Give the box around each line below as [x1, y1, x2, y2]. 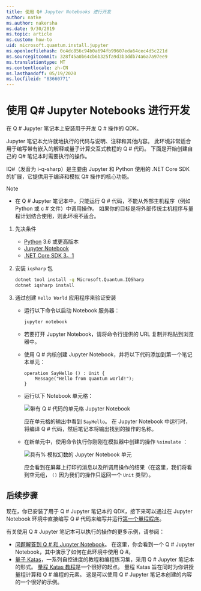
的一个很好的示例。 [14, 578, 63, 586]
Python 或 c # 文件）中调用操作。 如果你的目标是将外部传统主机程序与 [14, 205, 188, 212]
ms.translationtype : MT [6, 59, 66, 65]
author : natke [6, 14, 42, 20]
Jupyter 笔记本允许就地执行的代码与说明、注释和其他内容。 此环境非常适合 [6, 138, 191, 145]
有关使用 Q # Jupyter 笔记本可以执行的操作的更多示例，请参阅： [6, 528, 165, 535]
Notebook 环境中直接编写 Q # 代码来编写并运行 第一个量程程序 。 [6, 515, 165, 522]
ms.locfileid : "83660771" [6, 76, 71, 82]
